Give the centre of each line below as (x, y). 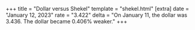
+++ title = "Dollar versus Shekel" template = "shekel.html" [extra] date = (97, 9)
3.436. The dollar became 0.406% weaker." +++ (66, 21)
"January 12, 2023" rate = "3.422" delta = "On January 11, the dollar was (97, 15)
